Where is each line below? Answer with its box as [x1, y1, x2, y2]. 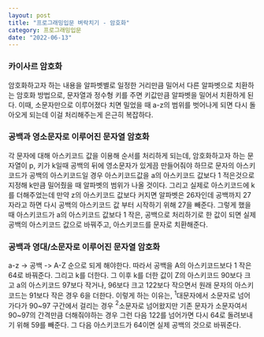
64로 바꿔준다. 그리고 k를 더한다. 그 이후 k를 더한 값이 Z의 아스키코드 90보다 [8, 271, 243, 280]
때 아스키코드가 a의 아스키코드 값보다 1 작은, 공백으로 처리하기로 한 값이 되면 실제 [8, 209, 256, 219]
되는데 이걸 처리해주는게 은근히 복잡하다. [28, 109, 154, 119]
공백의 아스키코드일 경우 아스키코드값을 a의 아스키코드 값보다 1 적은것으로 [28, 170, 255, 180]
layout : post [8, 11, 51, 20]
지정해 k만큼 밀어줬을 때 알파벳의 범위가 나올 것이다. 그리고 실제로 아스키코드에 [8, 180, 250, 190]
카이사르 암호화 [8, 61, 63, 72]
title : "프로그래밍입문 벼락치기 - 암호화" [8, 19, 130, 27]
